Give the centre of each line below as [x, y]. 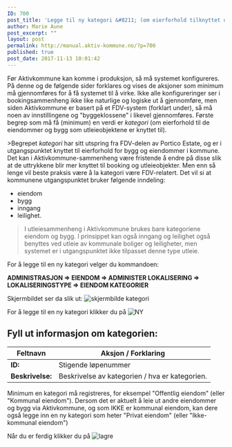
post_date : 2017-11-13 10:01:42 [54, 59]
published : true [30, 53]
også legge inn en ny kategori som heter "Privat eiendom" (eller [98, 415]
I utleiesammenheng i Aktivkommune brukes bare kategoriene [112, 228]
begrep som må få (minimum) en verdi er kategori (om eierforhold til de [108, 122]
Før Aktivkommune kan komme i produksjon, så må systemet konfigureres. [113, 78]
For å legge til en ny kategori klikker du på [67, 311]
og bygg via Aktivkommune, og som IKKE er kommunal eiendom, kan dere [113, 408]
